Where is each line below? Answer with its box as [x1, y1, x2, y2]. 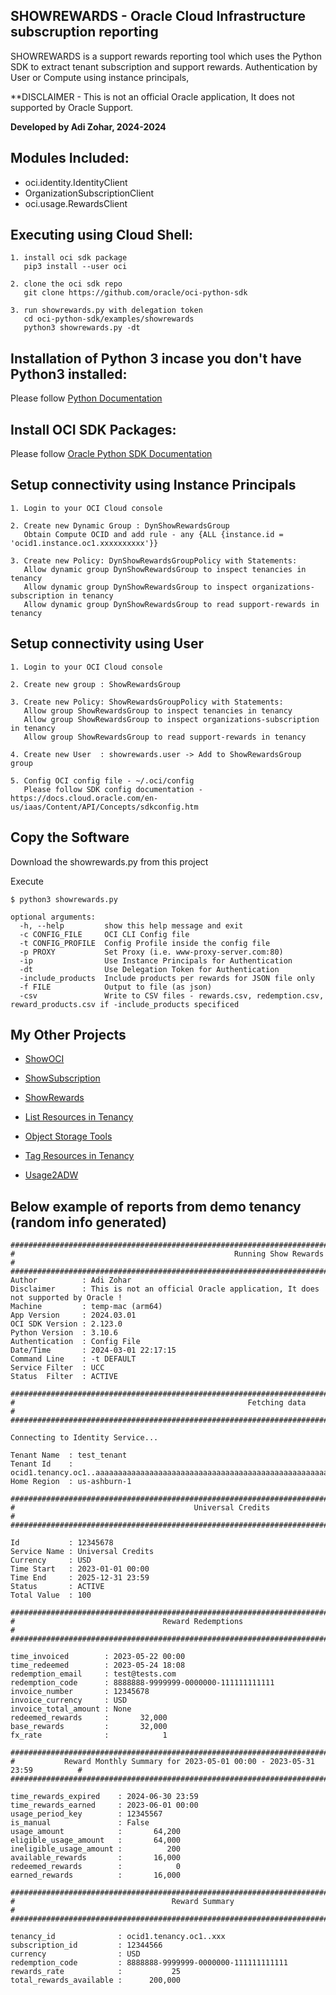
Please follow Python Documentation [10, 392, 163, 404]
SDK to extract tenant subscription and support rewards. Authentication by [10, 60, 318, 73]
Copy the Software [10, 829, 130, 846]
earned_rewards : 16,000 [10, 1870, 182, 1881]
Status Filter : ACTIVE [10, 1372, 118, 1382]
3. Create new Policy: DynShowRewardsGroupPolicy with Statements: [10, 555, 298, 566]
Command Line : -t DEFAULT [10, 1354, 137, 1364]
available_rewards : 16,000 [10, 1853, 182, 1863]
